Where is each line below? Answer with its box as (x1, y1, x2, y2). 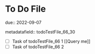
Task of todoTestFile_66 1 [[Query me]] (12, 38, 91, 44)
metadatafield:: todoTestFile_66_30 (5, 29, 75, 35)
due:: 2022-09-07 (5, 19, 42, 25)
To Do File (5, 3, 46, 15)
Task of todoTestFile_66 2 (12, 44, 64, 50)
